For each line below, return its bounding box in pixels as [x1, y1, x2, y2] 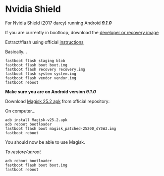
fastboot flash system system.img [5, 71, 77, 76]
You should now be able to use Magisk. [5, 139, 85, 145]
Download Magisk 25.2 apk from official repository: [5, 98, 110, 104]
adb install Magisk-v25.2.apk [5, 117, 68, 122]
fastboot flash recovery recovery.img [5, 67, 85, 72]
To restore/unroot [5, 149, 41, 155]
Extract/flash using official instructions [5, 39, 84, 45]
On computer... [5, 108, 36, 114]
